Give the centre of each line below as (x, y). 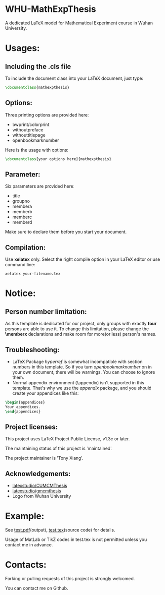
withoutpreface (28, 129)
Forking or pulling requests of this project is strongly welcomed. (70, 579)
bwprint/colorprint (31, 124)
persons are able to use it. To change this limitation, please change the (77, 329)
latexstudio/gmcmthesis (37, 491)
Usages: (22, 48)
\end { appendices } (23, 412)
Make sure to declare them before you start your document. (66, 232)
